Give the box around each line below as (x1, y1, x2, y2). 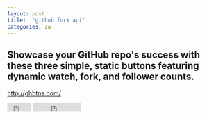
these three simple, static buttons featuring (7, 60, 199, 72)
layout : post (7, 10, 45, 17)
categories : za (7, 23, 51, 30)
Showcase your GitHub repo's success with (7, 49, 200, 61)
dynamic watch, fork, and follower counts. (7, 70, 194, 82)
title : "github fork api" (7, 17, 85, 24)
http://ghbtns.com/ (7, 89, 61, 97)
